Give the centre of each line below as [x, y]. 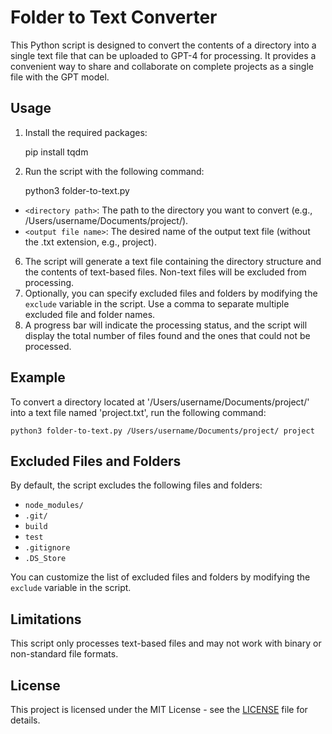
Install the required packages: [86, 132]
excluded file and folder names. [90, 314]
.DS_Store [45, 559]
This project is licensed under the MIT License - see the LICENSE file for [159, 709]
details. [25, 720]
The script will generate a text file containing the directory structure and [173, 261]
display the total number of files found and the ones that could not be [167, 335]
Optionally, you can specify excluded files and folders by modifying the [171, 293]
